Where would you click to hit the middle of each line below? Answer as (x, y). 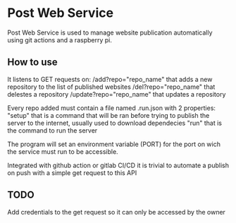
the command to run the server (52, 130)
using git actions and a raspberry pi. (60, 40)
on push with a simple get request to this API (72, 173)
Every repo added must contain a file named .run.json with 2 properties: (112, 108)
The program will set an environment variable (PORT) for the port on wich (114, 144)
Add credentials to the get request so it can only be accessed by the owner (116, 212)
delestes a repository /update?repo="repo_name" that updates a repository (117, 94)
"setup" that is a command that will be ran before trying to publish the (108, 115)
